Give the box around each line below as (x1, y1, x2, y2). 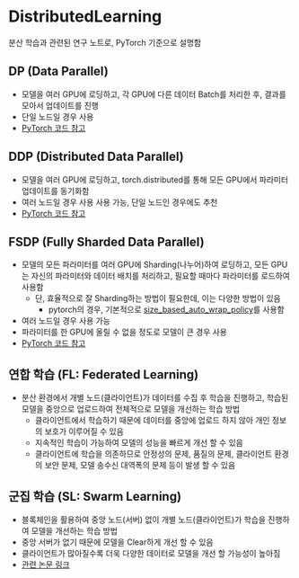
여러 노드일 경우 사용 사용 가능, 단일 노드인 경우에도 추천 (21, 196, 218, 208)
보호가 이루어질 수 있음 (44, 426, 125, 437)
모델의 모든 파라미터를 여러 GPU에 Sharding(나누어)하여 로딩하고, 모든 (21, 259, 269, 271)
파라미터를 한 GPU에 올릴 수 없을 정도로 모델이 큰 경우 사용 (21, 326, 228, 338)
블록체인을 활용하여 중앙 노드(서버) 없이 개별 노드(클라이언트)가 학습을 (21, 514, 267, 525)
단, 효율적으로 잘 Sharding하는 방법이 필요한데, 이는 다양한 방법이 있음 (34, 293, 281, 304)
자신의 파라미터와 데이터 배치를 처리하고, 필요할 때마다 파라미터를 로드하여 (31, 271, 291, 281)
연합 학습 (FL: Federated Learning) (8, 367, 199, 382)
